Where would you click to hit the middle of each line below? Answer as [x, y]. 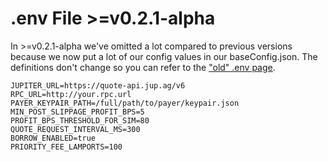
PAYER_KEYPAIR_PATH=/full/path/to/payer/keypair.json [125, 103]
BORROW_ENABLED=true [53, 138]
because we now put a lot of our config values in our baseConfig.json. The [164, 56]
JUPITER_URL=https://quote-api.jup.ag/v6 [98, 85]
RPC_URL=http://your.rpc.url [71, 94]
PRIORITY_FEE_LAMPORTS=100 [66, 147]
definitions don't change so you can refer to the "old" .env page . [143, 67]
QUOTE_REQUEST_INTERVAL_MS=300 [75, 129]
